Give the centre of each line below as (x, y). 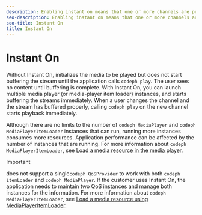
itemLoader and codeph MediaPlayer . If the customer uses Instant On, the (96, 180)
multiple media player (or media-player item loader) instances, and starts (96, 94)
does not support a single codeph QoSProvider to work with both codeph (93, 174)
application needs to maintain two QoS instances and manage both (89, 186)
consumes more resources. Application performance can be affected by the (100, 138)
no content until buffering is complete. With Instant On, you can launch (94, 88)
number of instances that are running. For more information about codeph (96, 144)
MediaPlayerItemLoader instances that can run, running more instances (94, 131)
